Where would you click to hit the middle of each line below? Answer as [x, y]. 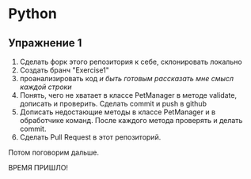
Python [32, 14]
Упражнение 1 [45, 43]
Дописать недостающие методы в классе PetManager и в [118, 112]
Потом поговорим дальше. [53, 152]
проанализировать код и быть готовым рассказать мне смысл [127, 78]
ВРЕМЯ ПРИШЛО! [38, 168]
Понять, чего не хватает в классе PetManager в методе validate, [128, 95]
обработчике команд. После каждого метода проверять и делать [131, 120]
